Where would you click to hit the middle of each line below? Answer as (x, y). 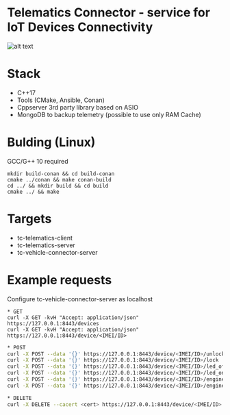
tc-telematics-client (45, 238)
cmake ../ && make (33, 192)
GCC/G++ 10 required (38, 161)
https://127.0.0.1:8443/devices (53, 323)
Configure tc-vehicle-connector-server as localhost (80, 299)
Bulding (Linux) (51, 142)
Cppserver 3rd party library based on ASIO (78, 107)
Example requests (60, 280)
